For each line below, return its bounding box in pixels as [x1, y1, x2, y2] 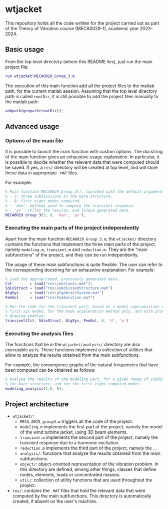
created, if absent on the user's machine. [12, 498, 97, 504]
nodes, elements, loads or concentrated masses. [19, 472, 121, 478]
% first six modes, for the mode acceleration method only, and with [5, 309, 153, 314]
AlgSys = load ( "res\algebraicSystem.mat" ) [5, 291, 104, 296]
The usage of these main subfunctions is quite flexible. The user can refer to [5, 262, 163, 268]
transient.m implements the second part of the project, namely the [19, 434, 158, 440]
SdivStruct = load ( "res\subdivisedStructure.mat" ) [5, 286, 113, 291]
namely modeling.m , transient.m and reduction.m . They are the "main [5, 246, 147, 252]
